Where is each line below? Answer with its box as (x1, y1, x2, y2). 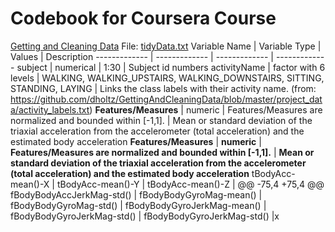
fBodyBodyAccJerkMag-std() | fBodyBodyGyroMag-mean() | (10, 188, 263, 201)
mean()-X (10, 178, 50, 190)
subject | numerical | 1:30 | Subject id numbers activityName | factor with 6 (16, 61, 326, 73)
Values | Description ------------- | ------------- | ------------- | (10, 50, 274, 62)
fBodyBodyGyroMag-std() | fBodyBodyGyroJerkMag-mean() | (10, 199, 267, 211)
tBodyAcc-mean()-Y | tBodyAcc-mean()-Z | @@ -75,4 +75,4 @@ (56, 178, 325, 190)
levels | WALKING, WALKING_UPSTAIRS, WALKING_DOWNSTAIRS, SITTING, (10, 72, 325, 84)
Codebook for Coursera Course (10, 7, 277, 30)
